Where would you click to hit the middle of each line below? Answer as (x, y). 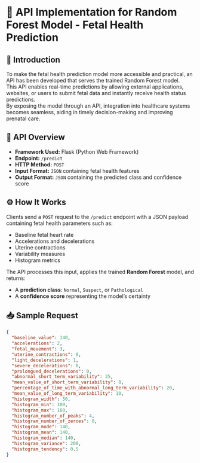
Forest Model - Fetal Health (75, 25)
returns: (16, 278)
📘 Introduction (33, 60)
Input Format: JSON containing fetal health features (77, 170)
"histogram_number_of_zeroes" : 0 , (54, 421)
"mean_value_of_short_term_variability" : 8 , (68, 382)
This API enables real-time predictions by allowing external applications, (95, 87)
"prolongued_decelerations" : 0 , (52, 371)
